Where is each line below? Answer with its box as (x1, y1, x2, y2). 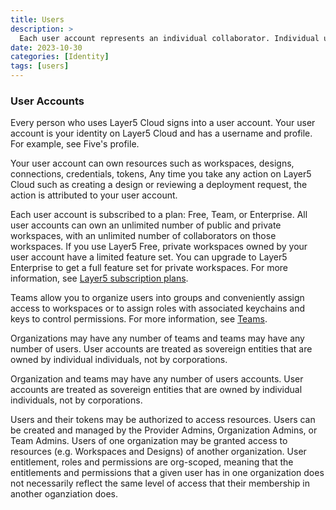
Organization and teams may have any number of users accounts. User (10, 373, 304, 385)
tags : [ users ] (10, 61, 70, 71)
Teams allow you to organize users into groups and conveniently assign (10, 292, 305, 304)
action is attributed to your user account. (10, 189, 178, 201)
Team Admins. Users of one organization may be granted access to (10, 435, 288, 447)
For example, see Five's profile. (10, 138, 140, 150)
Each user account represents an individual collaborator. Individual (19, 33, 320, 43)
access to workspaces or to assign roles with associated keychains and (10, 302, 305, 315)
